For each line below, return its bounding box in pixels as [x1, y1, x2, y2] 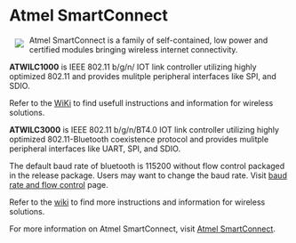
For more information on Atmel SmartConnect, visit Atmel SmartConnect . [9, 223, 276, 234]
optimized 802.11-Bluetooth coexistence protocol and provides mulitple [9, 134, 269, 144]
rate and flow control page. [9, 179, 108, 190]
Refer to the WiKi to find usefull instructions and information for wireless [9, 97, 274, 108]
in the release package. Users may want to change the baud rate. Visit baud [9, 170, 287, 181]
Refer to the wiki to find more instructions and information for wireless [9, 197, 266, 207]
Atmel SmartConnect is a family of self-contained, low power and [29, 35, 268, 45]
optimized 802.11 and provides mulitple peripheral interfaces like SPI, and [9, 70, 277, 81]
